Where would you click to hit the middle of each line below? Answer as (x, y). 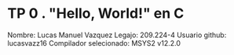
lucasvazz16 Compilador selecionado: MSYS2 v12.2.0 (94, 43)
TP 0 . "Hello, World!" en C (96, 14)
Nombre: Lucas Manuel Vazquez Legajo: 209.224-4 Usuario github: (117, 35)
